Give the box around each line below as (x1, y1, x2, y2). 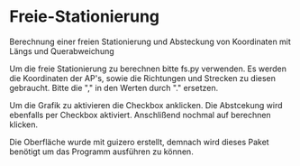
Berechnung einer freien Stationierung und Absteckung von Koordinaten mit (9, 36, 291, 47)
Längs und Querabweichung (9, 45, 114, 56)
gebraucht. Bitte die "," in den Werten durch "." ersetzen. (9, 82, 219, 93)
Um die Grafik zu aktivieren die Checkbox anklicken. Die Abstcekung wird (9, 99, 283, 110)
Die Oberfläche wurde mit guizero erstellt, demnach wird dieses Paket (9, 136, 269, 147)
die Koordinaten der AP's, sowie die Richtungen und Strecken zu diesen (9, 72, 277, 83)
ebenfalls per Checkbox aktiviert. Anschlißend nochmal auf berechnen (9, 109, 272, 120)
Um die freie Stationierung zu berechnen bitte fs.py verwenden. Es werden (9, 63, 286, 74)
